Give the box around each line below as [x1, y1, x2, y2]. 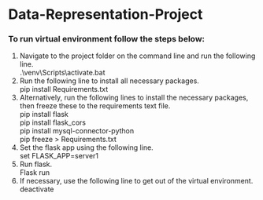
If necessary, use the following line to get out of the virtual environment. [19, 176, 254, 186]
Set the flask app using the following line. [19, 143, 154, 152]
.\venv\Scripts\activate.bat [19, 68, 106, 78]
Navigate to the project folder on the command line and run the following [19, 51, 256, 60]
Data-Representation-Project [8, 5, 203, 24]
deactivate [19, 184, 54, 194]
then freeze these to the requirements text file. [19, 101, 171, 111]
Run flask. [19, 159, 53, 169]
